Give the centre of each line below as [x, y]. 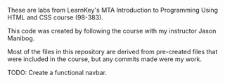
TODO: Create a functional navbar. [57, 73]
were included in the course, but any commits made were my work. [105, 59]
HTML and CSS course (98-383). [55, 17]
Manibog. [21, 38]
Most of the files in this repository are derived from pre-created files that [112, 52]
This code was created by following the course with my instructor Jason [112, 31]
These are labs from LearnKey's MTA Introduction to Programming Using [113, 10]
